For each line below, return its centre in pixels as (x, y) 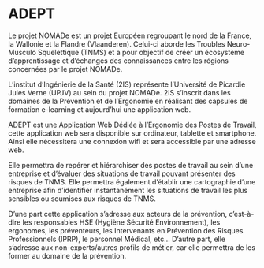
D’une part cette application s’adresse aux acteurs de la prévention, (117, 214)
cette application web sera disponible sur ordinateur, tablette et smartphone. (132, 133)
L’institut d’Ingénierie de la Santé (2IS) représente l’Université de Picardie (127, 84)
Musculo (22, 52)
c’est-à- (241, 214)
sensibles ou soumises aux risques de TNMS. (82, 199)
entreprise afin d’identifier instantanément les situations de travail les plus (128, 190)
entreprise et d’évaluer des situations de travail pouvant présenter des (122, 173)
